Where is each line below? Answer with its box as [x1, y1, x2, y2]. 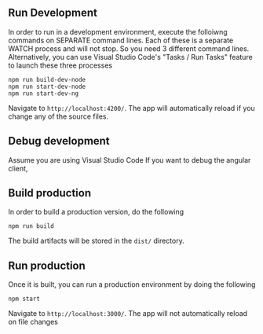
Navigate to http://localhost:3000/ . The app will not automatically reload [8, 309, 248, 318]
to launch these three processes [8, 61, 112, 70]
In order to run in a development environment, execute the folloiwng [8, 27, 228, 36]
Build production [8, 186, 92, 200]
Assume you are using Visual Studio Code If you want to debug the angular [8, 155, 251, 164]
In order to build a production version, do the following [8, 207, 184, 217]
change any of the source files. [8, 112, 109, 121]
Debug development [8, 134, 110, 148]
